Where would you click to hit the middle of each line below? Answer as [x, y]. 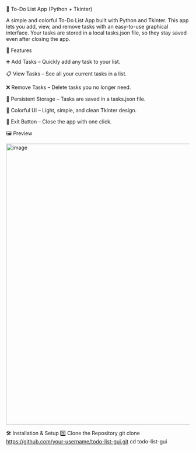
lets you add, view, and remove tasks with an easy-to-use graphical [87, 27]
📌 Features [19, 50]
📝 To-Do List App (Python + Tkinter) [49, 9]
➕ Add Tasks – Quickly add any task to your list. [63, 62]
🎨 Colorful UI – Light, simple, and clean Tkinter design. [71, 110]
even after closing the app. [38, 39]
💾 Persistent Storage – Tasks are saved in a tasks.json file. [76, 99]
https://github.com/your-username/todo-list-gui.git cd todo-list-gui [87, 441]
